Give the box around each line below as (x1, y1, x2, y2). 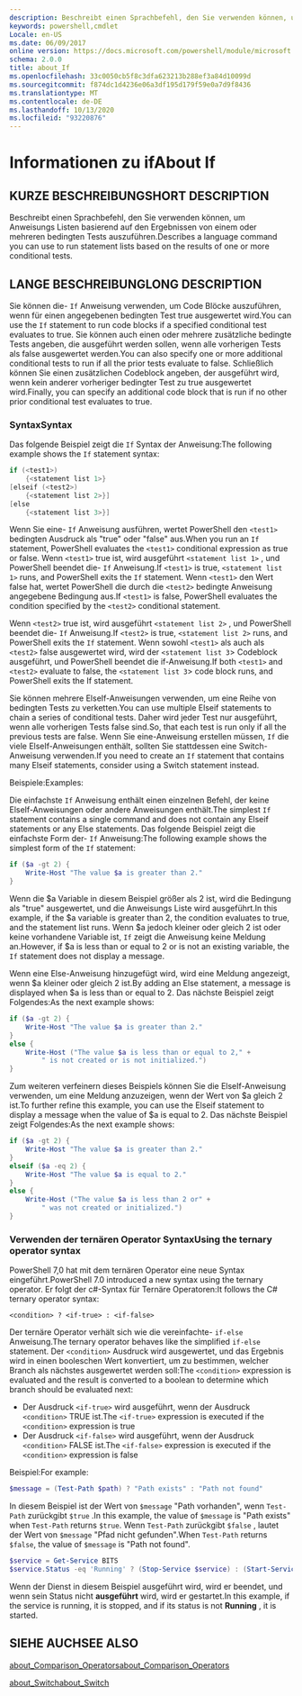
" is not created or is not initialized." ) (41, 1056, 207, 1066)
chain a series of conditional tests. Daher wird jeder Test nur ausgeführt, (9, 712, 278, 723)
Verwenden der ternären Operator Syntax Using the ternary (9, 1233, 272, 1246)
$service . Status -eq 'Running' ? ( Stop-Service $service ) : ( (9, 1564, 247, 1574)
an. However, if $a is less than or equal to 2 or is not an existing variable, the (9, 941, 290, 952)
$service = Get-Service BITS (9, 1556, 119, 1565)
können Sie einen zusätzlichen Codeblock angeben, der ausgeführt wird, (9, 367, 280, 378)
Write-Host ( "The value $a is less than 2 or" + (25, 1195, 211, 1204)
